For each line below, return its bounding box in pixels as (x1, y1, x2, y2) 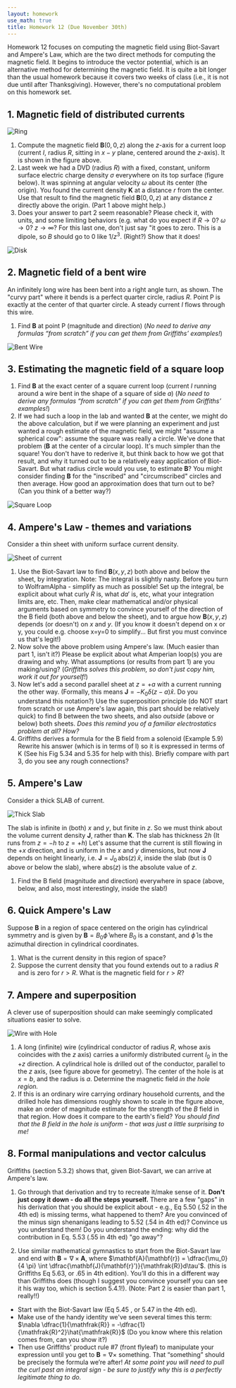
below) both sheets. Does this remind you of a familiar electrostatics (17, 719, 217, 728)
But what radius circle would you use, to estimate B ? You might (39, 465, 223, 473)
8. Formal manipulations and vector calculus (7, 1148, 206, 1160)
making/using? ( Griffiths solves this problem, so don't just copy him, (17, 665, 216, 674)
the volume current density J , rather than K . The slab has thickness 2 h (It (7, 831, 220, 839)
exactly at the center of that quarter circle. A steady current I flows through (7, 300, 225, 308)
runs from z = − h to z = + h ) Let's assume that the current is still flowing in (7, 839, 223, 847)
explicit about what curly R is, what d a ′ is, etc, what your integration (17, 590, 214, 598)
